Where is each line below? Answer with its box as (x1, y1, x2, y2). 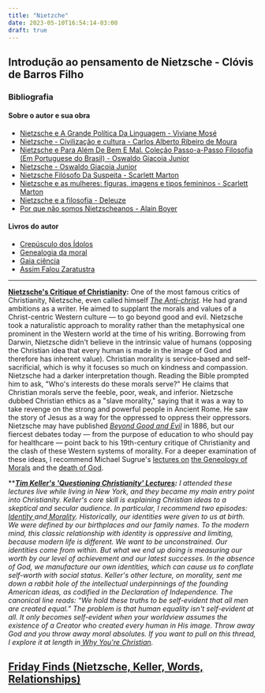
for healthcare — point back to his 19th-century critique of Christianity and (8, 438, 251, 448)
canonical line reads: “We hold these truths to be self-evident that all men (8, 596, 248, 605)
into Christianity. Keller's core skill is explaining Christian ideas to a (8, 495, 227, 505)
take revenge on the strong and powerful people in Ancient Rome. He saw (8, 404, 248, 414)
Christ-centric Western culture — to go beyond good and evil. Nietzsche (8, 312, 244, 322)
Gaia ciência (19, 256, 61, 266)
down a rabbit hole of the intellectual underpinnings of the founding (8, 579, 229, 588)
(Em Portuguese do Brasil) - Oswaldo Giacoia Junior (19, 153, 190, 162)
